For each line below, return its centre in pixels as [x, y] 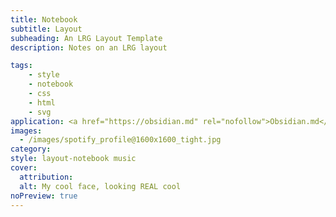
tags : [21, 66]
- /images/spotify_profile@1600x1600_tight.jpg [120, 140]
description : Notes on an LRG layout [89, 47]
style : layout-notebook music [73, 159]
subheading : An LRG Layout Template [86, 38]
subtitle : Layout [46, 29]
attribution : [46, 177]
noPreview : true [44, 196]
